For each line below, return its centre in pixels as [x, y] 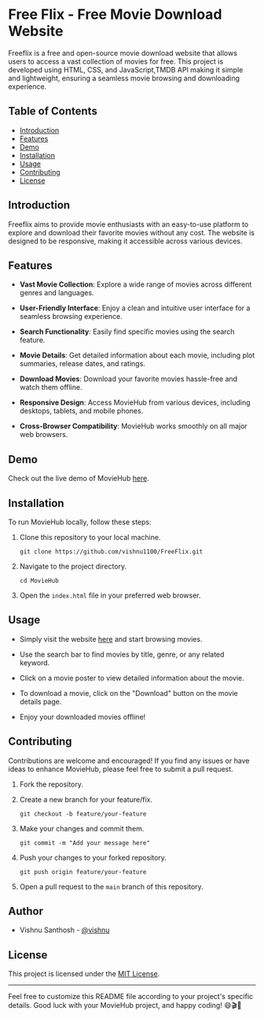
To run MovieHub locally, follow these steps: [80, 522]
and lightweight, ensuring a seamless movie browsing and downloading [124, 78]
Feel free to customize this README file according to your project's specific [131, 997]
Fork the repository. [51, 784]
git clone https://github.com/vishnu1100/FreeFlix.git [111, 552]
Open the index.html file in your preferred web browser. [110, 595]
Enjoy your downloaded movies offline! [82, 716]
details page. [40, 701]
